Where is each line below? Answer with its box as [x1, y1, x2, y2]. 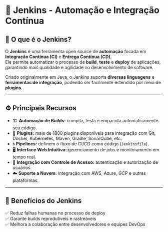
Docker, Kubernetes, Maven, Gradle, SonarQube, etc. [12, 135, 122, 141]
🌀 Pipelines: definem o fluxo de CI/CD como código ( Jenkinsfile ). [12, 140, 149, 147]
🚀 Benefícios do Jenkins [5, 196, 82, 205]
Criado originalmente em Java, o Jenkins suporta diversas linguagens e [5, 74, 155, 80]
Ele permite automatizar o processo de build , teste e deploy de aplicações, [5, 59, 161, 65]
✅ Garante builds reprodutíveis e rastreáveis [5, 215, 96, 221]
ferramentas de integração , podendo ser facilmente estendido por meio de [5, 80, 161, 85]
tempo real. [12, 154, 36, 160]
